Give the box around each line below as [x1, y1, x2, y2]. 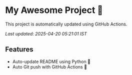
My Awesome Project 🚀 [5, 4, 103, 16]
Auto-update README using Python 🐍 [12, 58, 91, 64]
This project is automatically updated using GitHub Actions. [5, 21, 127, 27]
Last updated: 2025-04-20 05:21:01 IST [5, 30, 87, 36]
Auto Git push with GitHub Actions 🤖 [12, 63, 87, 69]
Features [5, 45, 33, 54]
